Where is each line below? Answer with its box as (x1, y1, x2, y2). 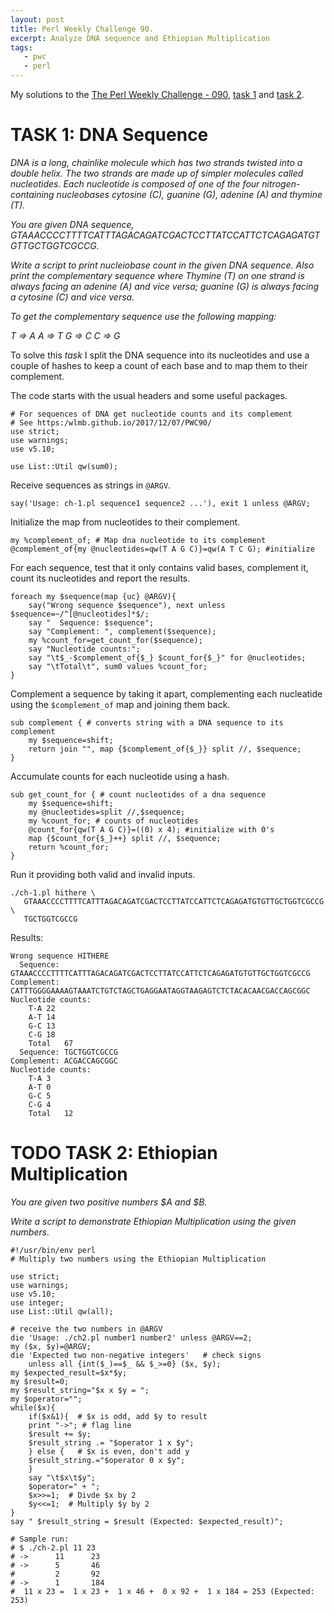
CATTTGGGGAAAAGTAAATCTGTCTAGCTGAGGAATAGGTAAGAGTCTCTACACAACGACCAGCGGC (10, 986, 311, 996)
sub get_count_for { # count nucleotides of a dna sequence (10, 789, 267, 800)
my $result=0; (10, 1376, 70, 1386)
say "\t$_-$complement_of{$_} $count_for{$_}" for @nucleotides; (28, 652, 307, 663)
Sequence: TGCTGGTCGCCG (19, 1047, 118, 1057)
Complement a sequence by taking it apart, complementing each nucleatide (10, 687, 323, 700)
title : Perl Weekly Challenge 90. (10, 24, 155, 34)
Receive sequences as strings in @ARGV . (10, 479, 172, 491)
